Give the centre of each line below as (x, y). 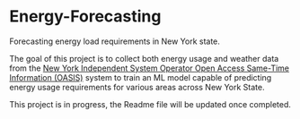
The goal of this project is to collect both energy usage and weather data (144, 58)
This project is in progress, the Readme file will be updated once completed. (150, 104)
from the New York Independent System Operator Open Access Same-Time (150, 68)
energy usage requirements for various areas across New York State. (137, 87)
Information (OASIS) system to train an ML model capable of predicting (141, 77)
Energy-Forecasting (85, 17)
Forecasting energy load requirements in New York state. (115, 41)
